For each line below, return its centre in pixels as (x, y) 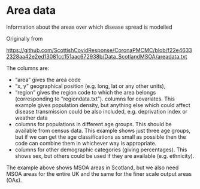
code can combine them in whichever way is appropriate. (86, 143)
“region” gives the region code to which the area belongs (85, 92)
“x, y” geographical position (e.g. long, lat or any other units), (90, 86)
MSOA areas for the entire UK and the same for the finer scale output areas (99, 173)
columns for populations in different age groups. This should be (93, 124)
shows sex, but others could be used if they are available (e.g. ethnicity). (104, 156)
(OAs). (14, 180)
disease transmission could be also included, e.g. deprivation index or (101, 111)
